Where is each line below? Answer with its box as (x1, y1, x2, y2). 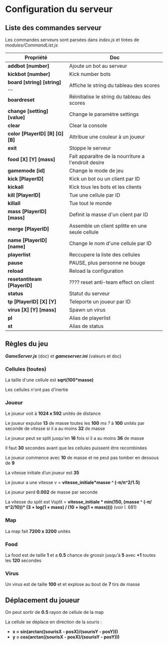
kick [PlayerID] (7, 176, 44, 182)
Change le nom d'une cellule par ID (69, 240, 151, 247)
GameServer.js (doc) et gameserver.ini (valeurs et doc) (5, 353, 121, 359)
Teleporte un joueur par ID (69, 298, 131, 305)
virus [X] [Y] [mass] (7, 306, 56, 313)
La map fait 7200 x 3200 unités (5, 528, 71, 534)
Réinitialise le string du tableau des (69, 93, 151, 100)
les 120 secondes (5, 558, 41, 563)
